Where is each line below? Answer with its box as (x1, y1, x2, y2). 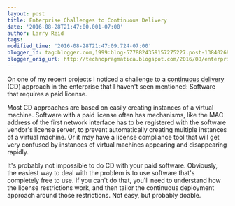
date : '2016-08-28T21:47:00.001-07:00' (7, 23, 124, 30)
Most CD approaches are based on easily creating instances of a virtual (7, 103, 214, 112)
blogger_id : (7, 50, 42, 57)
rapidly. (7, 147, 29, 156)
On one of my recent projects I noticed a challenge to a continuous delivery (7, 75, 225, 83)
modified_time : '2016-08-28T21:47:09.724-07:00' (7, 43, 152, 50)
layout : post (7, 10, 45, 17)
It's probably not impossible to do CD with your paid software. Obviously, (7, 161, 218, 170)
